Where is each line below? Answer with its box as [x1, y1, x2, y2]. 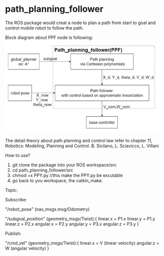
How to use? [5, 152, 30, 158]
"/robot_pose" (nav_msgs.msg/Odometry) [5, 206, 90, 212]
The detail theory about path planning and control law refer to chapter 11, [5, 137, 152, 143]
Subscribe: [5, 196, 27, 202]
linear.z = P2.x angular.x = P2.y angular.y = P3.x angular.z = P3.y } [5, 221, 139, 227]
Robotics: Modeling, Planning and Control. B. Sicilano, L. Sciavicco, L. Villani [5, 143, 159, 149]
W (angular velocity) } [5, 245, 49, 251]
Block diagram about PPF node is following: [5, 34, 93, 40]
